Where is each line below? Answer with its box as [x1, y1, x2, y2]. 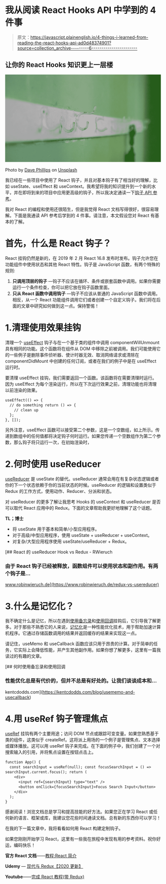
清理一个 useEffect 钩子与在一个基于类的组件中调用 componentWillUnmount [5, 340, 160, 346]
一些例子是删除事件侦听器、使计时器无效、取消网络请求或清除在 [9, 352, 139, 358]
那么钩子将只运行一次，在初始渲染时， [13, 439, 92, 445]
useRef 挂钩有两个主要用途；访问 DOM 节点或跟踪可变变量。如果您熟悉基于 [5, 730, 159, 736]
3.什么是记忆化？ [5, 600, 74, 612]
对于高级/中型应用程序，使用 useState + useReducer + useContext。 [12, 532, 152, 538]
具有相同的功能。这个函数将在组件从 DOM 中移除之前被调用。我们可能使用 [5, 346, 157, 352]
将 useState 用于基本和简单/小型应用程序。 [12, 526, 100, 532]
